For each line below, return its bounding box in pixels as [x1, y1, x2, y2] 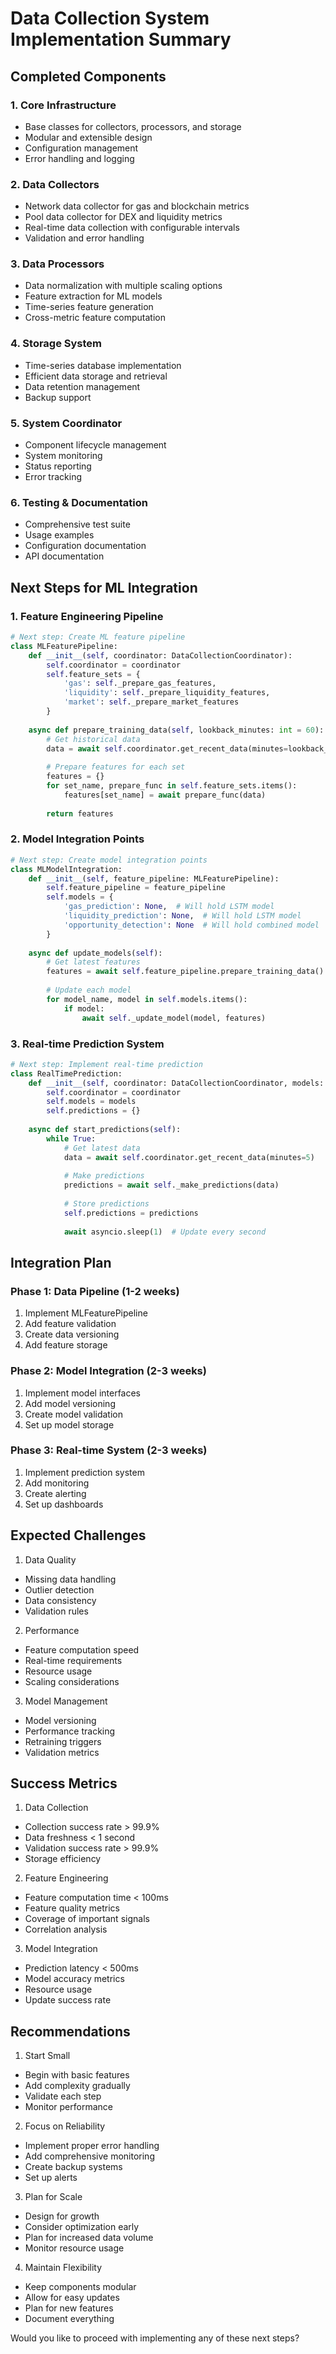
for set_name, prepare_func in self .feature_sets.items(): [46, 781, 298, 791]
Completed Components [10, 68, 167, 85]
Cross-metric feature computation [24, 312, 166, 324]
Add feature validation [24, 1318, 117, 1330]
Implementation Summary [10, 28, 232, 51]
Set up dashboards [24, 1498, 104, 1510]
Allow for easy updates [24, 2292, 120, 2304]
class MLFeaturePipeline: [10, 641, 118, 651]
